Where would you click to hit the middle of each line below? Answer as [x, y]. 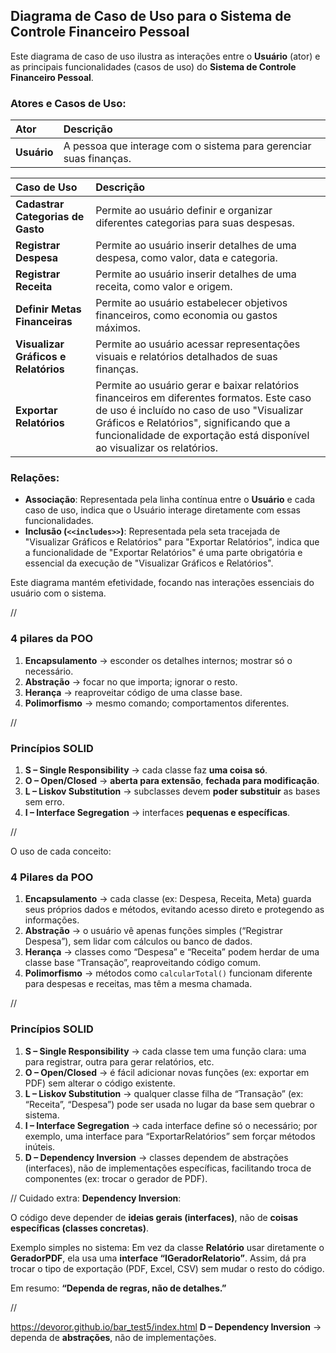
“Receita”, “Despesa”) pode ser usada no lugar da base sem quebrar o [169, 1104]
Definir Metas [48, 309]
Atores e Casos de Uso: [68, 103]
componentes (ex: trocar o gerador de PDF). [116, 1178]
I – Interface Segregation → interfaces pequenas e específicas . [157, 812]
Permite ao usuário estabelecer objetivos [191, 303]
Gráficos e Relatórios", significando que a [193, 423]
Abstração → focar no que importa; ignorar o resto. [131, 681]
